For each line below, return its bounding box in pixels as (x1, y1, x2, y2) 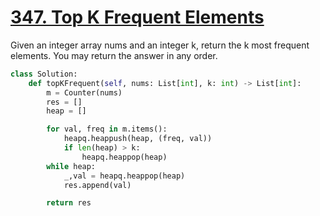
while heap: (46, 161, 97, 171)
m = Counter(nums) (46, 87, 123, 98)
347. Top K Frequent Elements (10, 6, 265, 29)
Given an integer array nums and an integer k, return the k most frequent (10, 39, 310, 51)
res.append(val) (63, 180, 132, 190)
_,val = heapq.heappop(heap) (63, 171, 186, 181)
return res (46, 198, 92, 208)
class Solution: (10, 69, 78, 79)
